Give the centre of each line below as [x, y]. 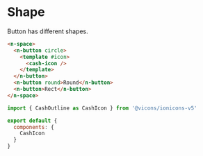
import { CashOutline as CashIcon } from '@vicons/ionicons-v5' [102, 108]
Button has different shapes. [48, 31]
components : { [34, 127]
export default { [32, 121]
